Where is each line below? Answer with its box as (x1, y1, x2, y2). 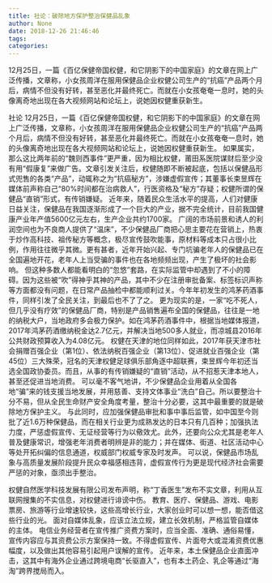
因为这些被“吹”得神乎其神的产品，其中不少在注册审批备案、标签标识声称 (22, 275, 263, 285)
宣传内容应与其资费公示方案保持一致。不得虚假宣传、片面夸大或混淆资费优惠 (8, 536, 264, 546)
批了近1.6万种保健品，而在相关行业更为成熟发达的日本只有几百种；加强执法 (8, 417, 259, 427)
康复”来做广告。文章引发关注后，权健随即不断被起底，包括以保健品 (32, 164, 257, 174)
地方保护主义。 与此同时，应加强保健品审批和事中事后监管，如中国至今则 (15, 407, 259, 417)
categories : (8, 42, 49, 50)
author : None (8, 19, 53, 28)
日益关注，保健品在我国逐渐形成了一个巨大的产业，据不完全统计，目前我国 (8, 204, 257, 214)
